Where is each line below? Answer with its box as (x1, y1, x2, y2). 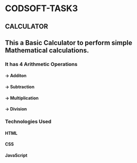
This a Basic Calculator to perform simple (5, 38, 132, 47)
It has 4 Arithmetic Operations (5, 61, 77, 67)
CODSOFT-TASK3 (5, 3, 78, 14)
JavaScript (5, 152, 28, 158)
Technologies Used (5, 118, 52, 125)
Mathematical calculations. (5, 46, 90, 54)
